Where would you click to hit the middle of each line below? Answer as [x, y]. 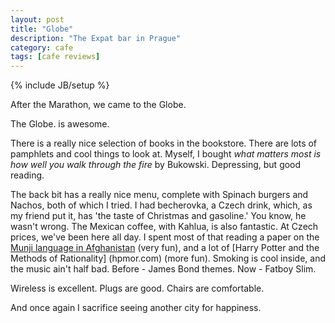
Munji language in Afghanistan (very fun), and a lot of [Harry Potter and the [165, 248]
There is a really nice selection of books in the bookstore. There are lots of [164, 143]
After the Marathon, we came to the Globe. [98, 105]
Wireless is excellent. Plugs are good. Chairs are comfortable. [137, 288]
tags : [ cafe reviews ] [55, 57]
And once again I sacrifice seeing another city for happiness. [136, 308]
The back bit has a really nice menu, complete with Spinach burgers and [159, 195]
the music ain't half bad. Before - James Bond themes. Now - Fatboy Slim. [163, 269]
